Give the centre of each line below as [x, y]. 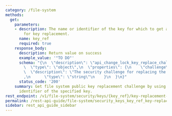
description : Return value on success [60, 53]
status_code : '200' [39, 82]
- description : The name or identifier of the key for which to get [89, 29]
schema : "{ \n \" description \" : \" [57, 63]
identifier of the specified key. [56, 91]
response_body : [31, 48]
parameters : [27, 24]
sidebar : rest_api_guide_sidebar [41, 106]
